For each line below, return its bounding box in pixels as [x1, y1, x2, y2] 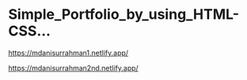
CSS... [8, 22, 51, 40]
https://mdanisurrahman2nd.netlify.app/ [8, 63, 139, 72]
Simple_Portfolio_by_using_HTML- [8, 5, 240, 24]
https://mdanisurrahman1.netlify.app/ [8, 48, 129, 57]
